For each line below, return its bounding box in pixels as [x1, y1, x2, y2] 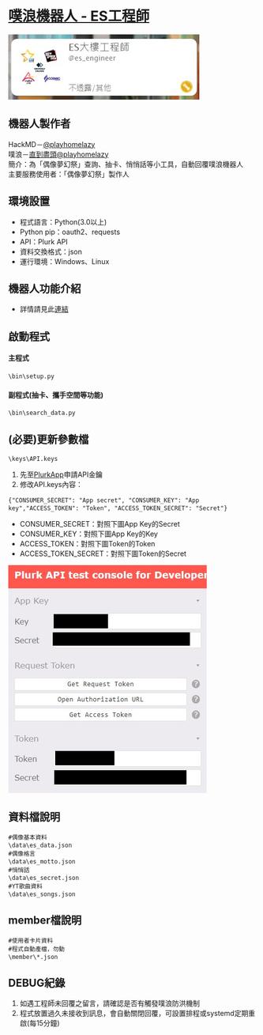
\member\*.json [8, 953, 58, 961]
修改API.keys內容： [19, 479, 83, 489]
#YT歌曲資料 [8, 882, 43, 890]
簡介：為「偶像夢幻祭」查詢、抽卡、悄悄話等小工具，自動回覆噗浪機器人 [8, 159, 243, 168]
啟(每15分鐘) [19, 1018, 61, 1028]
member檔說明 [8, 914, 82, 927]
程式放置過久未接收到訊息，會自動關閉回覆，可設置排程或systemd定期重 [19, 1009, 255, 1018]
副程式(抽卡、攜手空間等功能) [8, 390, 104, 399]
